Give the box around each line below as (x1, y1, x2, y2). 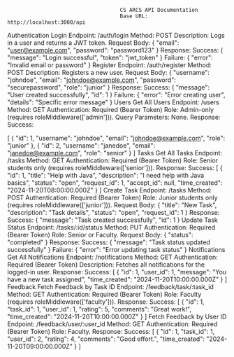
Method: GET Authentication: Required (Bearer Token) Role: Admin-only (7, 106, 214, 113)
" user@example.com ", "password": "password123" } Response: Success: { (7, 46, 224, 54)
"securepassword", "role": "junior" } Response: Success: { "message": (7, 83, 210, 91)
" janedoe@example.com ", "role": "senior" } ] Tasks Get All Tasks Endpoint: (7, 149, 222, 157)
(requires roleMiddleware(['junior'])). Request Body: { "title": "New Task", (7, 201, 217, 209)
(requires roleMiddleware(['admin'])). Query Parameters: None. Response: (7, 113, 221, 121)
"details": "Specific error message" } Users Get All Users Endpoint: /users (7, 98, 220, 106)
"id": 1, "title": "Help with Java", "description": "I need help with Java (7, 171, 205, 179)
